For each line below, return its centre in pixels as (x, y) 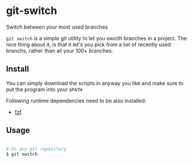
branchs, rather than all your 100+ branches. (60, 50)
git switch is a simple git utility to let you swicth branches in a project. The (96, 38)
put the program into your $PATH (44, 89)
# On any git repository (36, 149)
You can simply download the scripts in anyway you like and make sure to (95, 83)
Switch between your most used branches (57, 27)
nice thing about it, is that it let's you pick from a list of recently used (89, 44)
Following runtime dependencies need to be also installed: (76, 100)
